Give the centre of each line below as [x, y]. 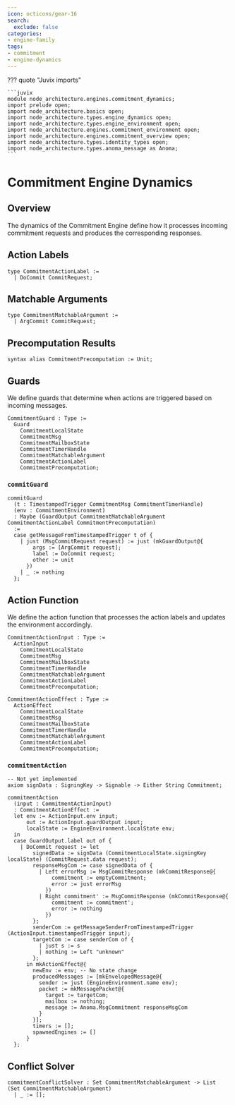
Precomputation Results [62, 343]
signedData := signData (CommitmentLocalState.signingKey [120, 853]
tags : [15, 47]
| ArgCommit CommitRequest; [55, 322]
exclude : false [36, 27]
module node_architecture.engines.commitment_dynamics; [91, 99]
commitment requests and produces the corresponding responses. [105, 233]
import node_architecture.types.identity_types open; [88, 142]
